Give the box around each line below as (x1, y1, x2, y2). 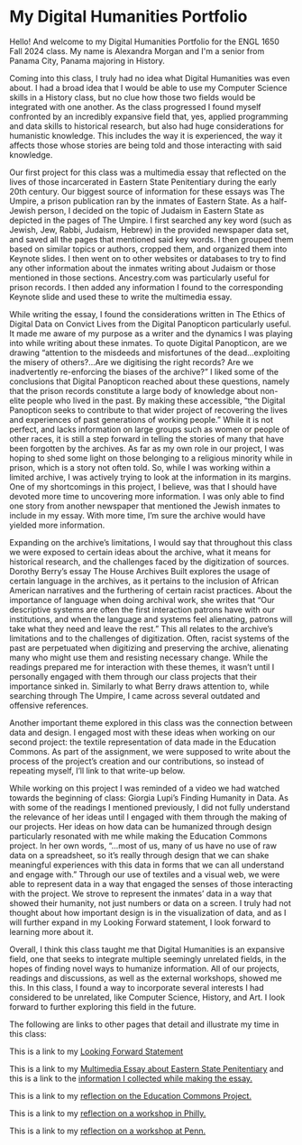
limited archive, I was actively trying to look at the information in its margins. (9, 472, 291, 482)
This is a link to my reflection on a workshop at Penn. (9, 1125, 206, 1136)
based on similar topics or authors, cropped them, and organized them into (9, 243, 288, 254)
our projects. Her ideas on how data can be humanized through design (9, 820, 272, 831)
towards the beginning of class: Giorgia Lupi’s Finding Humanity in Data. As (9, 792, 288, 803)
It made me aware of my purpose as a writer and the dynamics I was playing (9, 327, 293, 339)
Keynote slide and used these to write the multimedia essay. (9, 291, 233, 302)
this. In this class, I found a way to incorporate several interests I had (9, 982, 264, 993)
